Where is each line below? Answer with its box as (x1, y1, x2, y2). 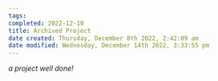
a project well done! (8, 63, 74, 73)
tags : (8, 11, 26, 20)
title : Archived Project (8, 26, 91, 34)
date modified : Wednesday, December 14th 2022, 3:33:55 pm (8, 42, 210, 50)
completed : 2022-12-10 (8, 19, 84, 27)
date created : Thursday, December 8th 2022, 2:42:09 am (8, 34, 199, 43)
